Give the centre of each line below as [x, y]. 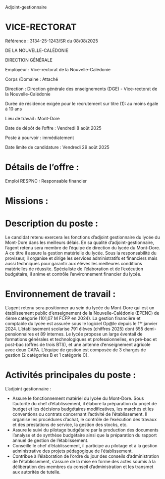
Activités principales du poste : [71, 375]
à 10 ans [14, 109]
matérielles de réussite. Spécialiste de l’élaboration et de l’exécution [74, 269]
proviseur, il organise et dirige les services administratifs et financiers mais [81, 258]
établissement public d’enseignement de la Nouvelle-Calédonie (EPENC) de [82, 313]
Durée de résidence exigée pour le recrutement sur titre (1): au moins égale [82, 103]
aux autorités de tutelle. [36, 472]
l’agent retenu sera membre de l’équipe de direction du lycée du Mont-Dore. [82, 248]
